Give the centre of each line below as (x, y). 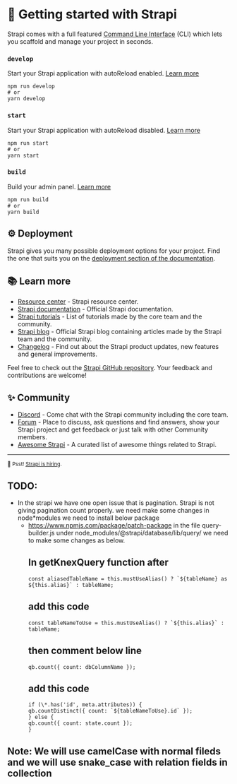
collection (30, 773)
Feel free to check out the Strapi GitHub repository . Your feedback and (110, 368)
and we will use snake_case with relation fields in (117, 762)
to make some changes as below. (77, 540)
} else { (41, 717)
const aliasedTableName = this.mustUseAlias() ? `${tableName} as (128, 578)
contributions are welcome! (47, 375)
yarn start (23, 155)
